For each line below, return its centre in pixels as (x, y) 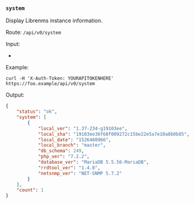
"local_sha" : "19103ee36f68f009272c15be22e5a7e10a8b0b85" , (113, 134)
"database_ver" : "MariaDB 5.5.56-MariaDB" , (93, 162)
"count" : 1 (30, 190)
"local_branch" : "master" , (72, 145)
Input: (13, 44)
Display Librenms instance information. (54, 21)
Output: (15, 95)
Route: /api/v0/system (34, 33)
